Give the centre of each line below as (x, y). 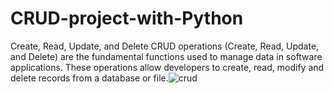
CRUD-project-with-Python (127, 18)
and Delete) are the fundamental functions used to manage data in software (166, 56)
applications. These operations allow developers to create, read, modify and (167, 67)
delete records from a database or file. (89, 78)
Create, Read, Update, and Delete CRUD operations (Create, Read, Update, (165, 46)
